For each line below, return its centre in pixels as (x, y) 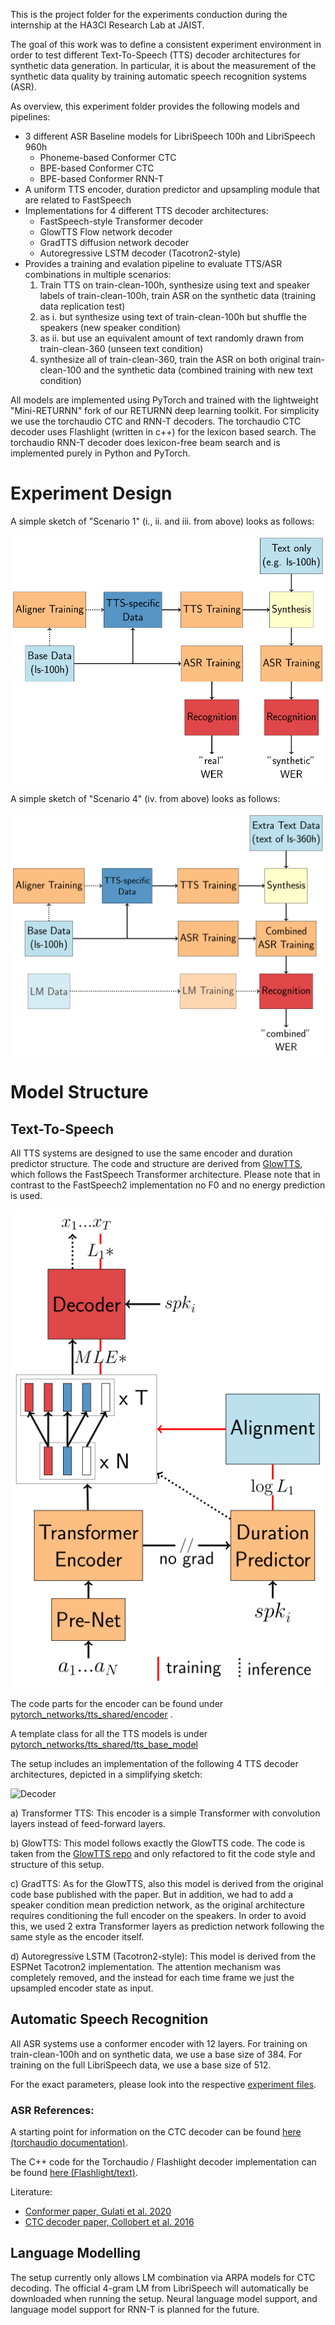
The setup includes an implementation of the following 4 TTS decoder (154, 1763)
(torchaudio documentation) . (69, 2143)
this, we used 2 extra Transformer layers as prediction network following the (167, 1926)
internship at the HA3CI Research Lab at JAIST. (107, 25)
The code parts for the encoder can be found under (117, 1703)
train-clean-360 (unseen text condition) (121, 348)
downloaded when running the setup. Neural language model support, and (164, 2298)
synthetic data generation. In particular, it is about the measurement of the (163, 65)
